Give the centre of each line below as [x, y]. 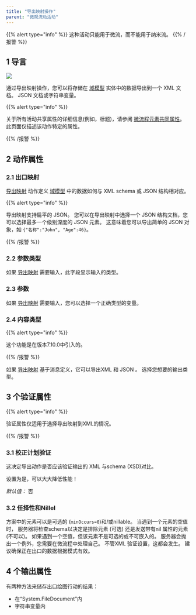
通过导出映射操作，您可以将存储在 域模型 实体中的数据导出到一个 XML [90, 88]
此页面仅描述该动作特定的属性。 [44, 126]
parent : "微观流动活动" [32, 17]
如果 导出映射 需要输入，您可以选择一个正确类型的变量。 [74, 303]
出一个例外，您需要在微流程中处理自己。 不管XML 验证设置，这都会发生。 [95, 544]
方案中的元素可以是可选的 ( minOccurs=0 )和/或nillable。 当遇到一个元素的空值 [97, 522]
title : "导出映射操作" [31, 11]
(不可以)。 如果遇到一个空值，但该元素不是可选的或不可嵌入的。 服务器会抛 [96, 537]
